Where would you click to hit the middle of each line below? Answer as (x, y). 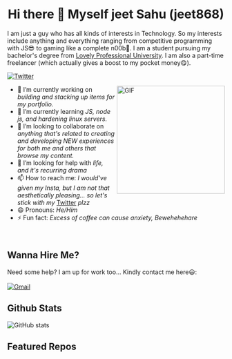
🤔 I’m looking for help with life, (60, 163)
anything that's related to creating (66, 133)
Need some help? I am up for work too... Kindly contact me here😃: (102, 272)
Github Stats (35, 308)
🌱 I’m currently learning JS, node (64, 111)
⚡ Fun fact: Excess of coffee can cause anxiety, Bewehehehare (107, 217)
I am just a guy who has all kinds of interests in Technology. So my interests (115, 33)
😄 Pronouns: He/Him (47, 210)
